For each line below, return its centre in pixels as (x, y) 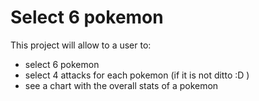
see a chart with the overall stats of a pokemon (121, 85)
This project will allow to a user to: (81, 45)
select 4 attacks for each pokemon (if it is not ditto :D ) (137, 75)
